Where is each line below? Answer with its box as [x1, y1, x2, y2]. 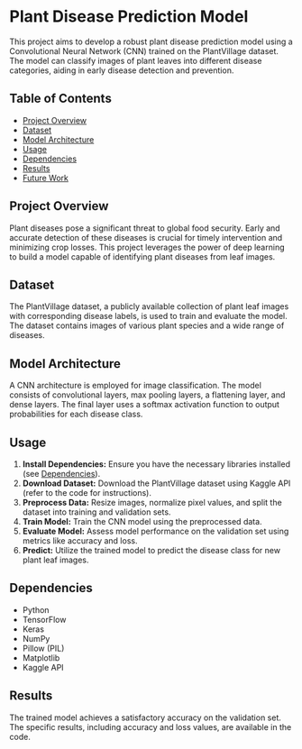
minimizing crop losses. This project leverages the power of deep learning [9, 242, 285, 252]
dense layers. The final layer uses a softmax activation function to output [9, 399, 279, 410]
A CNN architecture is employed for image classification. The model [9, 380, 261, 391]
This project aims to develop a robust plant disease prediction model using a [9, 36, 293, 47]
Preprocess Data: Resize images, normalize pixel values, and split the [22, 498, 282, 507]
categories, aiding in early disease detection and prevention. [9, 65, 234, 76]
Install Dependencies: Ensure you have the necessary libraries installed [22, 459, 291, 470]
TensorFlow [22, 614, 67, 625]
